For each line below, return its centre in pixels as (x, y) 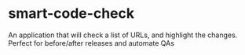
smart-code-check (71, 14)
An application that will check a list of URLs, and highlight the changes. (123, 35)
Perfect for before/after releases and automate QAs (91, 43)
